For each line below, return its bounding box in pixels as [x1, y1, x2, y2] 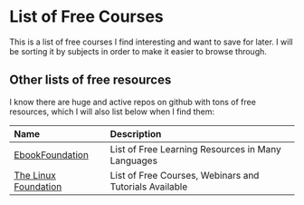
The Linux [14, 169, 56, 181]
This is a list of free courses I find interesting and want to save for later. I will [9, 36, 293, 47]
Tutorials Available [109, 180, 188, 192]
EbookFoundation [14, 148, 89, 161]
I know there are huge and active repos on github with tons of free [9, 96, 256, 107]
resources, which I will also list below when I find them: [9, 106, 215, 117]
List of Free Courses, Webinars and [109, 169, 260, 181]
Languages [109, 154, 158, 167]
